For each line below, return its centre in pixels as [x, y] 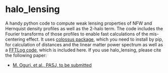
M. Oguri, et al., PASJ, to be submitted [52, 65]
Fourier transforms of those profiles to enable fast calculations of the [77, 34]
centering [15, 39]
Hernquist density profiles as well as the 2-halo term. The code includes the [84, 28]
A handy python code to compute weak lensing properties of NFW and [79, 23]
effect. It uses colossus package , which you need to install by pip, [95, 39]
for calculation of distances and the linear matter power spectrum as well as [84, 44]
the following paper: [26, 55]
